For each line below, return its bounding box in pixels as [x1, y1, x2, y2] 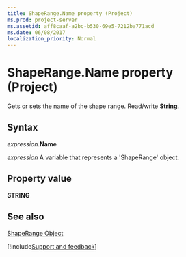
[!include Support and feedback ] [7, 242, 97, 250]
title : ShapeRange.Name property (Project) [7, 10, 133, 17]
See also [7, 211, 44, 223]
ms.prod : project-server [7, 16, 78, 23]
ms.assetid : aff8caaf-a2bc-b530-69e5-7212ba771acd [7, 23, 155, 29]
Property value [7, 173, 72, 185]
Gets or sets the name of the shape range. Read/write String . [7, 102, 180, 110]
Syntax [7, 122, 38, 133]
